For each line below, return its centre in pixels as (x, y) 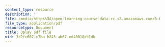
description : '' (22, 14)
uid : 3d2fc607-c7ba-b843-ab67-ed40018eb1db (50, 37)
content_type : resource (29, 10)
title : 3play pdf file (28, 32)
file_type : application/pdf (34, 23)
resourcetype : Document (29, 28)
